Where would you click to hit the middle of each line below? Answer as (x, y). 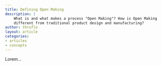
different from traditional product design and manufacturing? (79, 23)
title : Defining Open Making (34, 9)
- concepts (16, 45)
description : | (20, 14)
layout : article (21, 32)
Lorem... (13, 59)
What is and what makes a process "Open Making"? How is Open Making (86, 18)
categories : (17, 37)
